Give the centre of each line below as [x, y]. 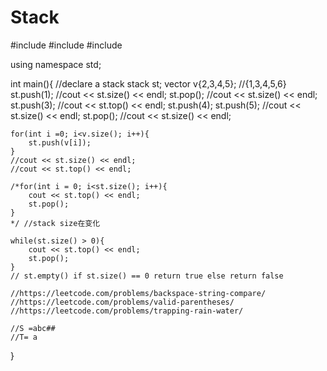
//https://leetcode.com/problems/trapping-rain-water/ [127, 311]
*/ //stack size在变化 [55, 223]
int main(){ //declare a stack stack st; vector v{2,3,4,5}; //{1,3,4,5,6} [148, 83]
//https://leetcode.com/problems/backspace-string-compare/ [138, 293]
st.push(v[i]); [60, 142]
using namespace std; [56, 64]
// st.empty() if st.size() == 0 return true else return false [147, 276]
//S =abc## [33, 328]
